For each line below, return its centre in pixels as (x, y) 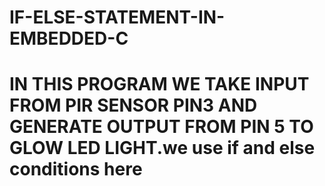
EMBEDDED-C (69, 38)
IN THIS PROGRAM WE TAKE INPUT (159, 84)
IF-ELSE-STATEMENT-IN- (117, 17)
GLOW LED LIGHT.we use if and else (162, 148)
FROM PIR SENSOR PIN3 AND (133, 105)
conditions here (76, 169)
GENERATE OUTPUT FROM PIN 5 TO (161, 127)
